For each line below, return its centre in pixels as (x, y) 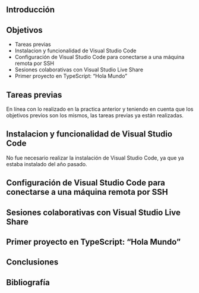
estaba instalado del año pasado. (47, 164)
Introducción (31, 10)
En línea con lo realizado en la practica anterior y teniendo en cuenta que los (100, 109)
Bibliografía (28, 282)
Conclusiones (32, 262)
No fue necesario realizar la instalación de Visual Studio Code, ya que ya (95, 158)
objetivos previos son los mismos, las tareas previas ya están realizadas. (95, 116)
